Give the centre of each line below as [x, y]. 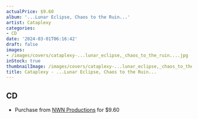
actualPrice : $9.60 [30, 11]
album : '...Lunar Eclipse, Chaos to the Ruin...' [68, 17]
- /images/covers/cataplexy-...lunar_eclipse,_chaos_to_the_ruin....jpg [97, 55]
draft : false [22, 45]
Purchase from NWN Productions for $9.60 [67, 110]
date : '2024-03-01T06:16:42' [42, 39]
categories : [21, 28]
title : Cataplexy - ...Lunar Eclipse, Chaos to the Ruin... [82, 72]
